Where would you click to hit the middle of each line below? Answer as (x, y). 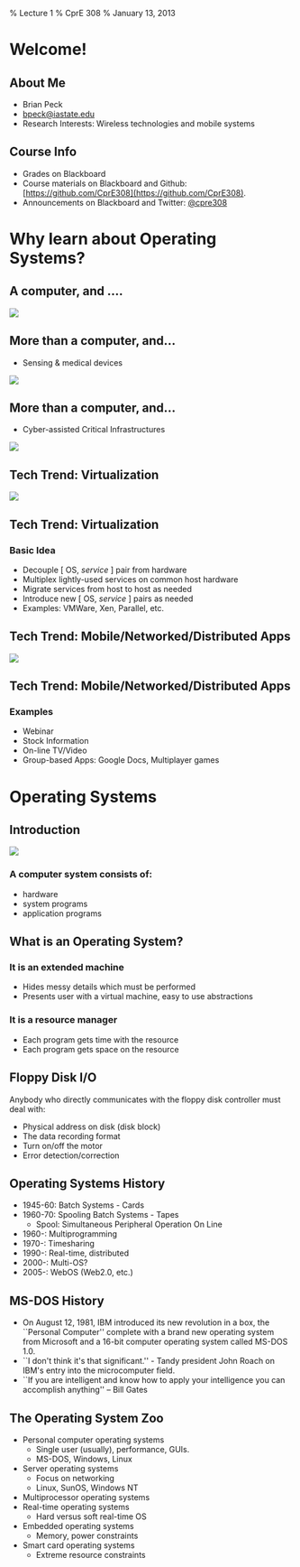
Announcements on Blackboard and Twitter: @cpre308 (125, 202)
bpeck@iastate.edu (59, 114)
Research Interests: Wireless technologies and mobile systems (138, 124)
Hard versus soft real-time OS (91, 1516)
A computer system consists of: (81, 875)
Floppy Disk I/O (53, 1078)
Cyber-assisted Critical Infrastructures (94, 430)
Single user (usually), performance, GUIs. (113, 1449)
